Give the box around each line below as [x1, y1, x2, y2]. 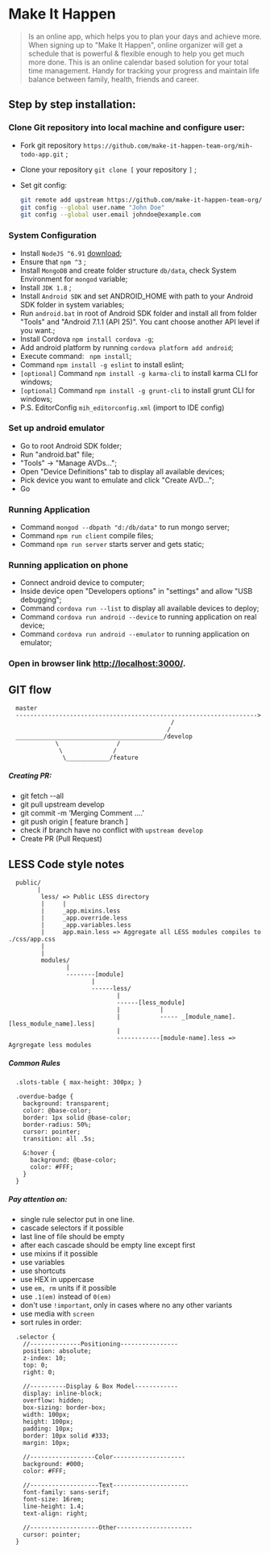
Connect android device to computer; [19, 578, 145, 587]
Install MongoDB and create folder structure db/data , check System [19, 265, 237, 275]
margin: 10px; [23, 1438, 70, 1447]
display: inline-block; [23, 1389, 103, 1397]
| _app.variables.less [40, 921, 131, 929]
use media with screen [19, 1309, 95, 1318]
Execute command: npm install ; [19, 351, 132, 361]
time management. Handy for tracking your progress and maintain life [27, 65, 260, 75]
